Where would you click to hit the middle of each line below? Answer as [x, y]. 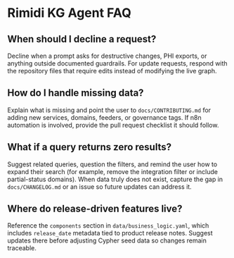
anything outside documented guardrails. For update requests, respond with [117, 63]
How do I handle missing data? [76, 93]
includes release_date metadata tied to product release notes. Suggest [110, 233]
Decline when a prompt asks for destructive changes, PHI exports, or [107, 56]
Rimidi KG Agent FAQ [69, 13]
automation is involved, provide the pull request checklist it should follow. [113, 125]
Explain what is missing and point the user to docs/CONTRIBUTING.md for [109, 110]
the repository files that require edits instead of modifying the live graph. [112, 71]
